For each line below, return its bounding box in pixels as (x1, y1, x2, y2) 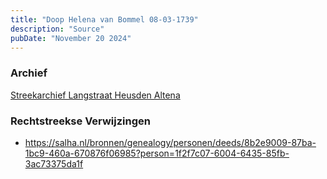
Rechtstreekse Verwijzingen (10, 114, 151, 128)
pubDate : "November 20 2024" (10, 33, 132, 43)
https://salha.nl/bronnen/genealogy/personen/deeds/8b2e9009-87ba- (24, 136, 317, 148)
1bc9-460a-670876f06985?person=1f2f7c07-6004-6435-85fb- (24, 147, 290, 159)
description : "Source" (10, 24, 105, 34)
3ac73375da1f (24, 157, 84, 170)
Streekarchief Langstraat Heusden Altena (10, 89, 181, 101)
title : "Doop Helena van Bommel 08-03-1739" (10, 14, 199, 25)
